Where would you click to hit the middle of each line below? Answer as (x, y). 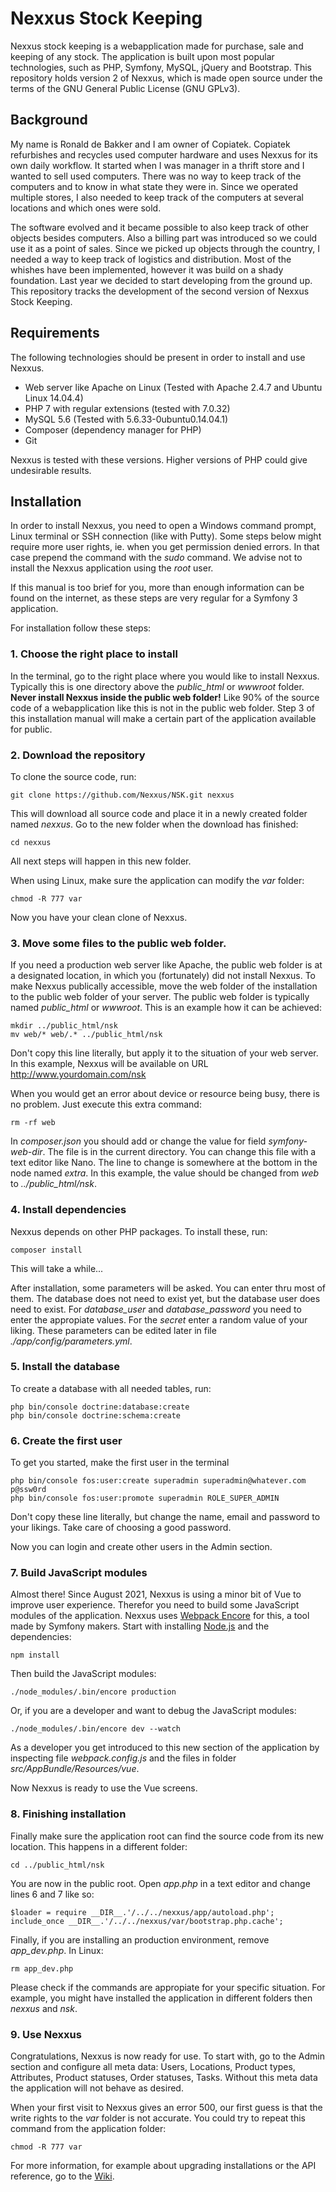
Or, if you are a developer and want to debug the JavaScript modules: (153, 1711)
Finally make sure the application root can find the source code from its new (167, 1836)
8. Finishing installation (68, 1814)
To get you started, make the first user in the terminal (120, 1463)
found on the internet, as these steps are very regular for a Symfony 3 (154, 598)
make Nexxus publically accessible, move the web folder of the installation (164, 986)
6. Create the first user (66, 1440)
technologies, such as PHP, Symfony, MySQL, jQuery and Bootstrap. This (161, 67)
